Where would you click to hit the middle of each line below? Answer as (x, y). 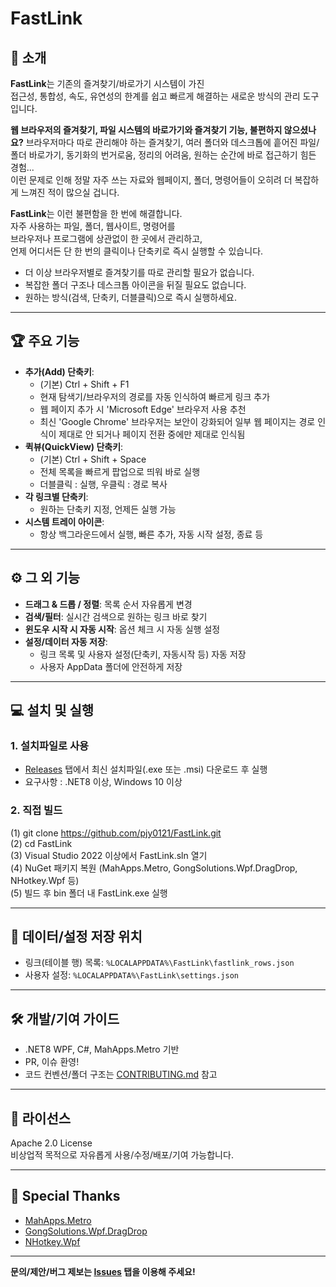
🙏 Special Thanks (65, 1196)
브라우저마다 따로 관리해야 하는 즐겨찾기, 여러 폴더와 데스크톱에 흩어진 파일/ (172, 142)
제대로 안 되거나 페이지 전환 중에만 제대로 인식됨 (152, 434)
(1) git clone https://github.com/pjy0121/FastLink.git (116, 833)
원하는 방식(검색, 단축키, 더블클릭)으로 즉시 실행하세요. (131, 297)
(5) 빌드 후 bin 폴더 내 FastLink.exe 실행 (89, 893)
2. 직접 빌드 (36, 810)
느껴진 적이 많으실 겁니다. (70, 192)
